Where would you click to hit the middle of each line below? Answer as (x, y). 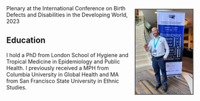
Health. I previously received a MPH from (58, 68)
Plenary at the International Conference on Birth (66, 8)
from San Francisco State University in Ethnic (63, 81)
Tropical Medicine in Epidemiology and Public (63, 61)
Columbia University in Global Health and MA (63, 74)
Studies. (17, 87)
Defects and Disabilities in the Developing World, (67, 15)
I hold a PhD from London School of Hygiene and (68, 55)
